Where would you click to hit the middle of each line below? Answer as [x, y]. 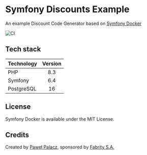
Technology [22, 64]
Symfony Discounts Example [67, 9]
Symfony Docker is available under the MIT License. [60, 119]
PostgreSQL [22, 88]
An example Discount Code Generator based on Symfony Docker [73, 23]
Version [52, 64]
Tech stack [23, 49]
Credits [17, 135]
